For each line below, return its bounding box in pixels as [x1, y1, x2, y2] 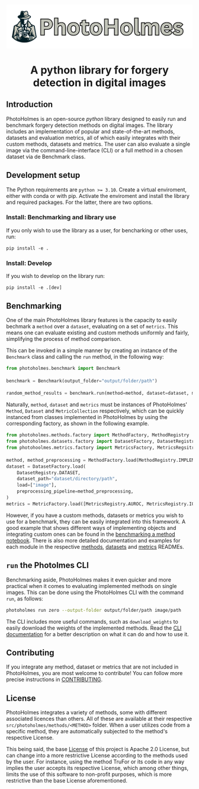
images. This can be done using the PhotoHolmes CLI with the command [6, 589, 184, 596]
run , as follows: [6, 595, 43, 602]
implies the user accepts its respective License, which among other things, [6, 765, 189, 772]
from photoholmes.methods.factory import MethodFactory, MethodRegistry [6, 432, 190, 438]
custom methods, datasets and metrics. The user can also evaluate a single [6, 140, 191, 148]
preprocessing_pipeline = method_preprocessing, [17, 488, 134, 494]
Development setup [6, 170, 81, 180]
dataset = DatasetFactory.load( [6, 464, 86, 469]
